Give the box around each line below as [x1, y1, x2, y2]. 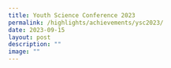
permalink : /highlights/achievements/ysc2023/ [8, 19, 164, 27]
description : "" [8, 41, 61, 48]
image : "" [8, 48, 41, 55]
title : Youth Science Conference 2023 [8, 11, 136, 20]
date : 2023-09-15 [8, 26, 65, 34]
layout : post [8, 33, 51, 41]
